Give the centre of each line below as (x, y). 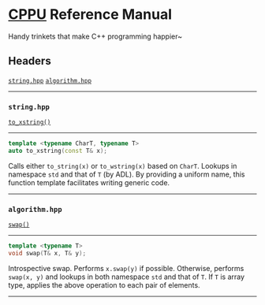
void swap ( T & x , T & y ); (47, 253)
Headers (30, 61)
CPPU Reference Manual (90, 15)
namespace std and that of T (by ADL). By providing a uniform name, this (127, 174)
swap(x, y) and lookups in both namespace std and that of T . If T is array (127, 277)
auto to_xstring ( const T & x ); (58, 151)
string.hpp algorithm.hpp (50, 80)
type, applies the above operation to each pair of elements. (104, 285)
